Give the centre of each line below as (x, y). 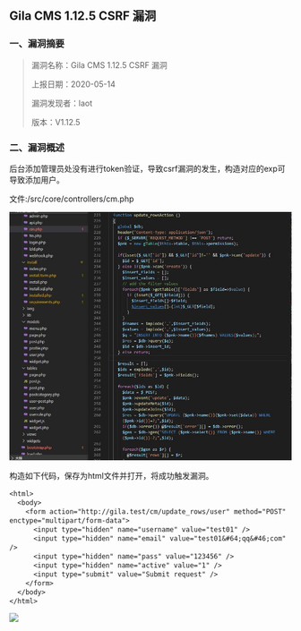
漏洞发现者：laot (62, 103)
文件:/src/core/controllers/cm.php (72, 199)
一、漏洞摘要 (37, 44)
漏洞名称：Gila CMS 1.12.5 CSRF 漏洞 (99, 64)
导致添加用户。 (37, 179)
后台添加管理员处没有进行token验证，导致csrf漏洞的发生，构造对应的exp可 (147, 168)
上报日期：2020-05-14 (73, 84)
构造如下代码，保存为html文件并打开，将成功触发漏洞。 (112, 476)
